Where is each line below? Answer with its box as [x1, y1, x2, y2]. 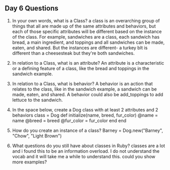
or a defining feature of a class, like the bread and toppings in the [12, 65, 150, 71]
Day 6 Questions [5, 4, 59, 13]
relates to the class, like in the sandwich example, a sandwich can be [12, 86, 157, 92]
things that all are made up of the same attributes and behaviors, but [12, 23, 156, 29]
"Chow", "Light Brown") [12, 132, 62, 139]
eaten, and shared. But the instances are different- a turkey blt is [12, 44, 148, 50]
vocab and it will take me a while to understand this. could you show [12, 153, 156, 159]
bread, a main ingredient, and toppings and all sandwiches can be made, [12, 39, 165, 45]
